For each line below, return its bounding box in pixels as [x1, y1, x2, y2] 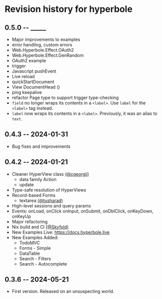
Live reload [11, 74, 35, 79]
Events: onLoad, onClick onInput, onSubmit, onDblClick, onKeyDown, [11, 208, 154, 214]
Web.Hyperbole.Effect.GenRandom [11, 52, 84, 58]
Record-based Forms [11, 192, 56, 198]
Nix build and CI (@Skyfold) [11, 224, 69, 230]
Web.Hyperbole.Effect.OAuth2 [11, 47, 74, 53]
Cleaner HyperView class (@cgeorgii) [11, 171, 89, 177]
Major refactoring [11, 218, 48, 224]
